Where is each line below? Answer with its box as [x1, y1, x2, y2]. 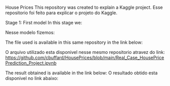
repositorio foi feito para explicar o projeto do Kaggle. [5, 10, 118, 16]
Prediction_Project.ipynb [5, 60, 57, 66]
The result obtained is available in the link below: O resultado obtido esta [5, 70, 158, 76]
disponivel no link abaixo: [5, 75, 59, 81]
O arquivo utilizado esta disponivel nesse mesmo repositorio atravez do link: [5, 49, 165, 55]
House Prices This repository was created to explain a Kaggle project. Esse [5, 5, 163, 10]
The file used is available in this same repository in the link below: [5, 39, 143, 45]
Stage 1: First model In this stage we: [5, 20, 82, 25]
